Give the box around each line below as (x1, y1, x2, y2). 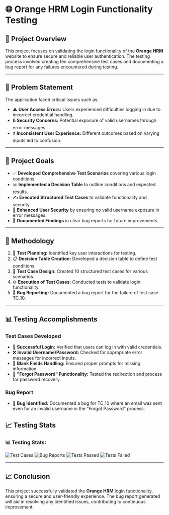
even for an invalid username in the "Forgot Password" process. (12, 406, 145, 412)
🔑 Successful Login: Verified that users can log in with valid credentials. (12, 344, 162, 350)
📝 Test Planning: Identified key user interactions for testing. (12, 250, 137, 256)
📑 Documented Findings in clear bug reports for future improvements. (12, 217, 159, 223)
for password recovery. (12, 376, 61, 383)
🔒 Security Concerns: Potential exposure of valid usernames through (12, 117, 157, 123)
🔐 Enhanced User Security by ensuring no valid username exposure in (12, 207, 159, 213)
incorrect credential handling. (12, 112, 74, 118)
